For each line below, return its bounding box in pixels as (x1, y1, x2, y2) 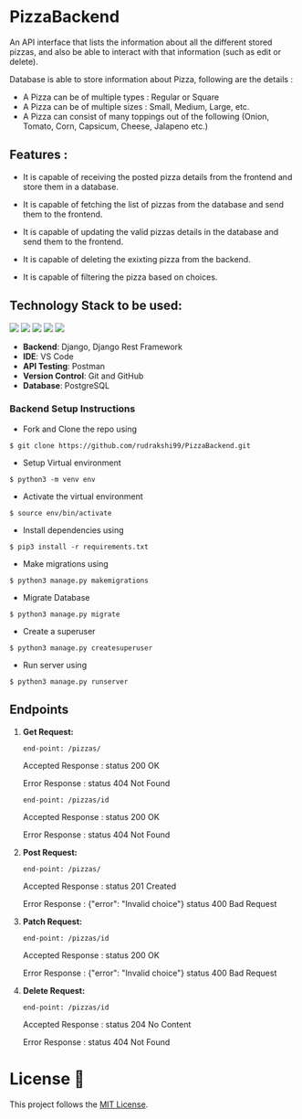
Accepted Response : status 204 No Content (22, 1018, 192, 1029)
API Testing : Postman (22, 360, 106, 371)
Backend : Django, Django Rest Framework (22, 341, 183, 352)
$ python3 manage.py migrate (9, 610, 120, 619)
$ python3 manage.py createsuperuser (9, 643, 153, 653)
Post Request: (22, 847, 78, 858)
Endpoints (9, 702, 69, 718)
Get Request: (22, 726, 74, 737)
